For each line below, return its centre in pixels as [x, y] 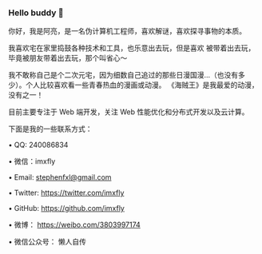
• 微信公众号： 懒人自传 [47, 242]
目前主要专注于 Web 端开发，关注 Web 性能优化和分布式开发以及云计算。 [129, 112]
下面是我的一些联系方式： [50, 129]
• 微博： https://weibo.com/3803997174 [75, 225]
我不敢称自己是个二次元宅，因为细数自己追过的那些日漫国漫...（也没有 [123, 75]
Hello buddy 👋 [36, 13]
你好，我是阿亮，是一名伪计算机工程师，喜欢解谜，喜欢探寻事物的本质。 [127, 31]
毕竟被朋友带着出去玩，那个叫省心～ [68, 58]
